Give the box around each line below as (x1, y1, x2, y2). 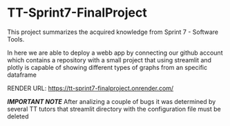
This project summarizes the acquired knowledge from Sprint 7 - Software (7, 28, 219, 36)
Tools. (7, 35, 25, 43)
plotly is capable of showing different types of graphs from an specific (7, 63, 208, 71)
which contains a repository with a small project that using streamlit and (7, 55, 212, 64)
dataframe (7, 71, 37, 79)
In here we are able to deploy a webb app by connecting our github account (7, 48, 223, 57)
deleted (7, 112, 29, 120)
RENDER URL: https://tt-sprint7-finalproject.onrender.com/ (7, 84, 174, 92)
